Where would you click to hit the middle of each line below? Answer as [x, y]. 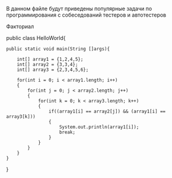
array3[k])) [21, 117]
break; [67, 132]
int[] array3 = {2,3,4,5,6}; [53, 70]
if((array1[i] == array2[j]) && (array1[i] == [107, 111]
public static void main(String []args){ [58, 49]
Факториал [20, 26]
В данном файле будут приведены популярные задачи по [79, 9]
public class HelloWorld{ [36, 38]
